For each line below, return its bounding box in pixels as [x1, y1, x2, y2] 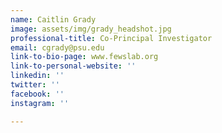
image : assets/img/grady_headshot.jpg [10, 24, 172, 34]
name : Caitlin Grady [10, 14, 97, 25]
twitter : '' [10, 80, 60, 90]
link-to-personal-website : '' [10, 61, 137, 71]
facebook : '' [10, 89, 65, 99]
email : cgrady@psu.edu [10, 42, 105, 53]
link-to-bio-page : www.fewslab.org [10, 52, 159, 62]
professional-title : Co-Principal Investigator [10, 33, 213, 43]
